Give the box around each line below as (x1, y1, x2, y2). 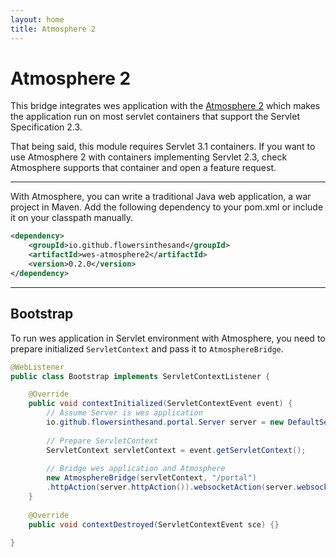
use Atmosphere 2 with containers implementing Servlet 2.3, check (10, 151, 288, 163)
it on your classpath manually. (10, 212, 134, 224)
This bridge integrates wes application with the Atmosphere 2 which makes (10, 100, 321, 112)
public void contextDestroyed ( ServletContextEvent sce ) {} (28, 519, 280, 530)
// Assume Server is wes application (46, 408, 203, 418)
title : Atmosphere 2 (10, 24, 97, 34)
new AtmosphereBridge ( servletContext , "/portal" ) (46, 473, 257, 483)
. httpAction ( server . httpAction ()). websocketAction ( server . (46, 482, 298, 493)
